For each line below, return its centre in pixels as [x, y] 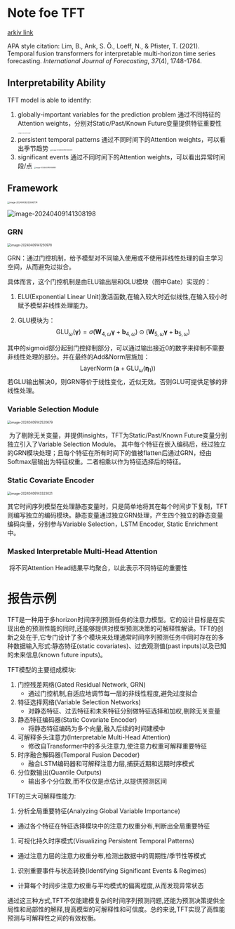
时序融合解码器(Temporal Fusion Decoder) [79, 755]
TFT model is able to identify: [49, 100]
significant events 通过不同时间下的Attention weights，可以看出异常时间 [121, 157]
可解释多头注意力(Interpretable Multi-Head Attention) [94, 737]
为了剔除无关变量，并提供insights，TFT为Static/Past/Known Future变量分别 [118, 435]
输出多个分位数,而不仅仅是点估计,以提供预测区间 [97, 781]
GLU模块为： [36, 320]
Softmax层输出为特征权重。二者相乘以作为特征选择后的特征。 [96, 462]
